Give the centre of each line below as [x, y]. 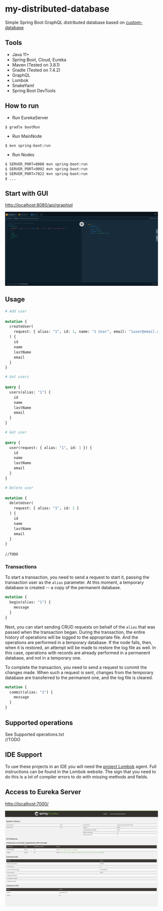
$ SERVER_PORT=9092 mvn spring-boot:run [47, 169]
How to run [22, 106]
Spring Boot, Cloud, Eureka [39, 60]
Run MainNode [27, 136]
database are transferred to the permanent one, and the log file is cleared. [79, 678]
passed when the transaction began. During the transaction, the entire [75, 632]
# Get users [17, 377]
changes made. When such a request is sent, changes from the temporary [79, 672]
